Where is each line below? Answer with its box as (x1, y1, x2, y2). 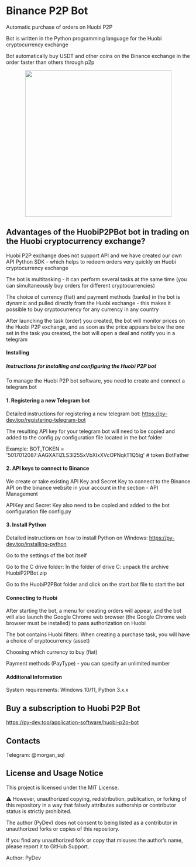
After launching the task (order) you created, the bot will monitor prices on (6, 317, 185, 324)
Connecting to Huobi (6, 594, 58, 601)
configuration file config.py (6, 508, 71, 515)
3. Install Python (6, 521, 47, 528)
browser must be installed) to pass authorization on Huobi (6, 620, 146, 627)
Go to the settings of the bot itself (6, 552, 87, 559)
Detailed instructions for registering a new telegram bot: (6, 410, 141, 417)
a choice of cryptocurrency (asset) (6, 637, 90, 644)
